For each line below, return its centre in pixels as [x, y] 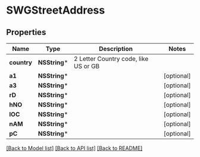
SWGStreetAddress [56, 10]
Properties [26, 32]
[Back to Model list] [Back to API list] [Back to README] [74, 148]
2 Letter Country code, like [111, 59]
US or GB [87, 66]
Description [116, 49]
